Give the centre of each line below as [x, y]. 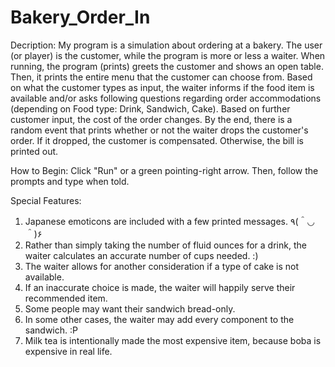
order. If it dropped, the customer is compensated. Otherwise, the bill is [157, 140]
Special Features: [46, 200]
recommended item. [66, 298]
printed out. [34, 151]
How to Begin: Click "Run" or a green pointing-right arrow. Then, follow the [164, 170]
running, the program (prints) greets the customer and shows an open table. [167, 66]
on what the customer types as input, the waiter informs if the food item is [162, 87]
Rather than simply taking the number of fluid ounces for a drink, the [165, 245]
